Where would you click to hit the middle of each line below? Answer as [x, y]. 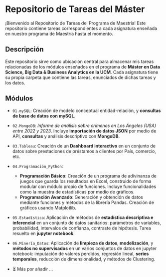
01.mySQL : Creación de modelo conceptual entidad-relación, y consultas [86, 110]
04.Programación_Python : [38, 166]
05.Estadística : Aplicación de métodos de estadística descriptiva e [83, 217]
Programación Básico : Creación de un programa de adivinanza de [88, 175]
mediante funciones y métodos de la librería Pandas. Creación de [87, 202]
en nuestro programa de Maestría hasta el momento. [59, 33]
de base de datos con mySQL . [44, 115]
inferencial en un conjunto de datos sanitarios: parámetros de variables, [86, 222]
